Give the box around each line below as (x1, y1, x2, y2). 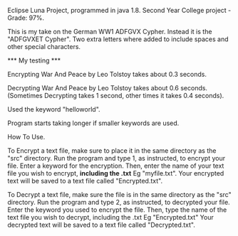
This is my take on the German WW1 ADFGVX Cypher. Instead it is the (7, 28, 212, 36)
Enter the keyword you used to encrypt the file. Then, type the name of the (7, 205, 227, 214)
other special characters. (7, 43, 81, 50)
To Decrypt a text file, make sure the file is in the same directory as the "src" (7, 191, 232, 198)
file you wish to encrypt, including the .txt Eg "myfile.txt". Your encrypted (7, 169, 224, 177)
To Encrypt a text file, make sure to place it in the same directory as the (7, 146, 217, 155)
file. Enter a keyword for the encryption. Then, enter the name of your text (7, 161, 224, 170)
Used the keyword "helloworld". (7, 105, 101, 113)
